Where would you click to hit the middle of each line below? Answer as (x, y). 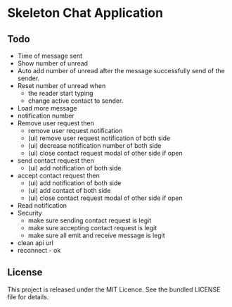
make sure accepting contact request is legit (92, 228)
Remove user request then (56, 123)
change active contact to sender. (76, 101)
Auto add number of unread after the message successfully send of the (121, 71)
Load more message (47, 108)
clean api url (36, 243)
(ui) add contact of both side (69, 190)
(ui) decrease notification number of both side (95, 145)
